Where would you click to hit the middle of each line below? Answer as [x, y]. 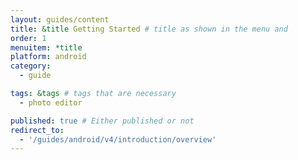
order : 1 [28, 38]
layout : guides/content [60, 19]
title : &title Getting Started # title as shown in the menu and [149, 29]
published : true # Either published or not [102, 121]
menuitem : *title [46, 47]
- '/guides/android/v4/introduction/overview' [118, 139]
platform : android [48, 57]
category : [31, 66]
